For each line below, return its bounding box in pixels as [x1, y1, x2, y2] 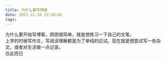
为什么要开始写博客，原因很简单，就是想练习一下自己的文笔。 [5, 32, 135, 38]
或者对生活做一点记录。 [14, 44, 63, 50]
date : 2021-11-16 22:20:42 [5, 12, 62, 17]
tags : [5, 17, 17, 22]
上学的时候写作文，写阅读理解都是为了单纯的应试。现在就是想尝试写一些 [5, 38, 156, 44]
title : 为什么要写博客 [5, 7, 48, 13]
